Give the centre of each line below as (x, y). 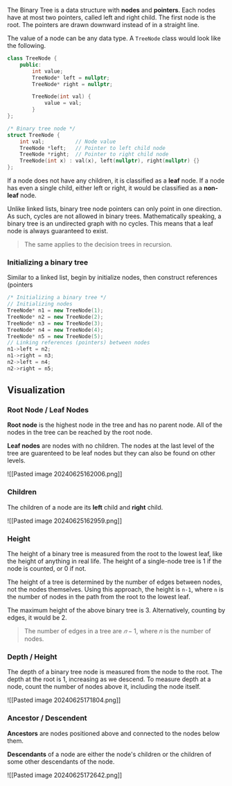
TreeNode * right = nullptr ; (72, 84)
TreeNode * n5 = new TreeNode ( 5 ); (55, 336)
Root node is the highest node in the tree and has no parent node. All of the (115, 425)
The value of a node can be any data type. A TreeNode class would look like (114, 38)
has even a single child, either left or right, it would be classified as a (105, 188)
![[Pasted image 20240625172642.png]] (65, 775)
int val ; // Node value (68, 142)
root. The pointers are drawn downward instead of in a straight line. (103, 25)
